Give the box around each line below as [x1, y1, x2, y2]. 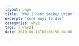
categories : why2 [5, 20, 40, 26]
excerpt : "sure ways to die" [5, 16, 64, 21]
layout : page [5, 7, 32, 12]
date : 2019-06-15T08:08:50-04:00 [5, 30, 73, 34]
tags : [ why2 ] [5, 25, 34, 30]
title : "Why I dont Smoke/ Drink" [5, 12, 75, 16]
